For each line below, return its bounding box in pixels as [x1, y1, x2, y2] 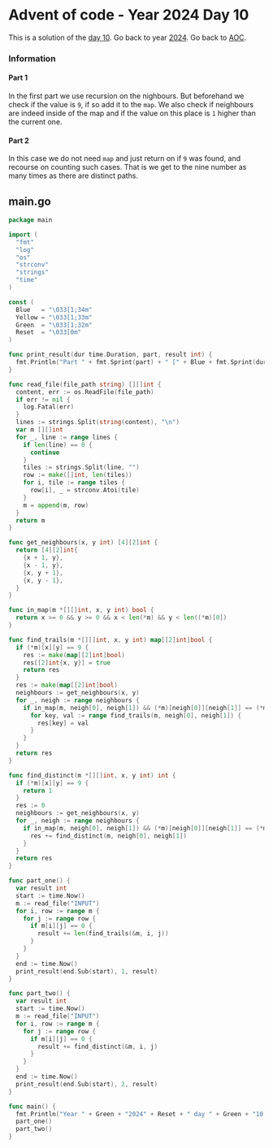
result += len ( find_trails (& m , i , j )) [37, 929, 169, 938]
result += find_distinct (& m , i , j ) [37, 1042, 158, 1051]
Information [8, 53, 56, 64]
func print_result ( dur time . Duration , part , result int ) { [8, 351, 213, 359]
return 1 [23, 786, 53, 795]
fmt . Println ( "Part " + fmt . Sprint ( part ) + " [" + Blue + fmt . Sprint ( [15, 358, 257, 366]
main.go [8, 194, 51, 208]
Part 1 [8, 73, 28, 83]
